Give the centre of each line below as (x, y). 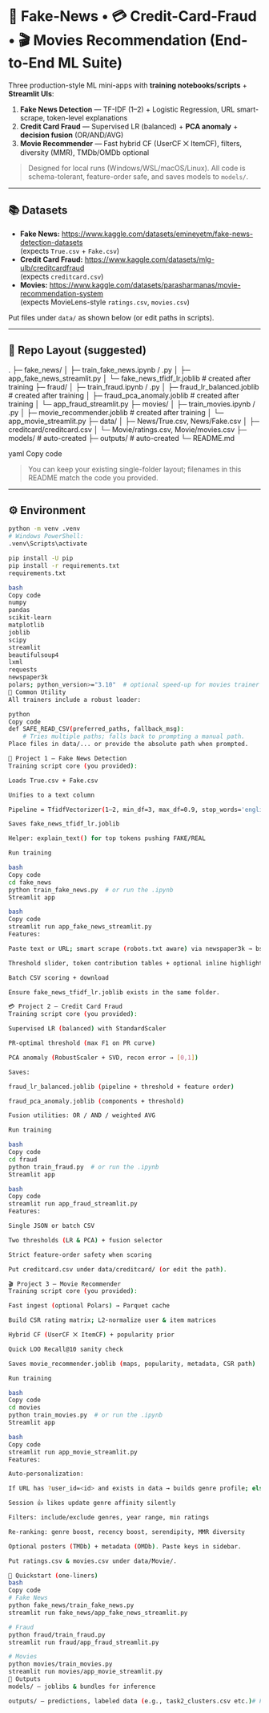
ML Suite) (90, 63)
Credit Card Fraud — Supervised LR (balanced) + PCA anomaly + (129, 126)
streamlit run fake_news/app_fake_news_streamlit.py (98, 1613)
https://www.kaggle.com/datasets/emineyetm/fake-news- (157, 234)
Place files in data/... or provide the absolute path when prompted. (128, 744)
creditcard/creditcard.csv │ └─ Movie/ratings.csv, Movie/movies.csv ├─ (127, 429)
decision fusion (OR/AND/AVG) (72, 135)
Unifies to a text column (51, 795)
